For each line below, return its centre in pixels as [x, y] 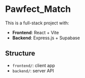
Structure [20, 53]
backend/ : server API [33, 71]
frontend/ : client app [34, 65]
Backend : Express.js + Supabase [46, 38]
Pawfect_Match [38, 9]
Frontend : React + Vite [36, 32]
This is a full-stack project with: [37, 23]
